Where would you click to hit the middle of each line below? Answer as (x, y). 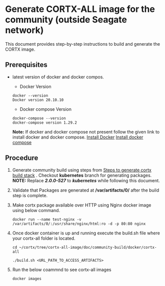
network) (25, 30)
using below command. (36, 210)
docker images (27, 279)
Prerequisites (26, 65)
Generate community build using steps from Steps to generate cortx (82, 170)
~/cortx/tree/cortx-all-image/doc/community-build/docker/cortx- (88, 247)
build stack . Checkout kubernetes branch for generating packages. (82, 175)
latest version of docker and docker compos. (58, 77)
